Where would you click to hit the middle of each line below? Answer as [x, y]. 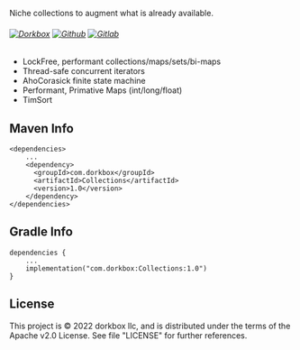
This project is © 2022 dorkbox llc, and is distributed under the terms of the [150, 326]
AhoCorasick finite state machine [84, 81]
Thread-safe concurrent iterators [84, 71]
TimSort [37, 100]
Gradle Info [41, 232]
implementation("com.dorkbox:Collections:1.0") [116, 268]
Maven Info [41, 129]
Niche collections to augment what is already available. [112, 13]
